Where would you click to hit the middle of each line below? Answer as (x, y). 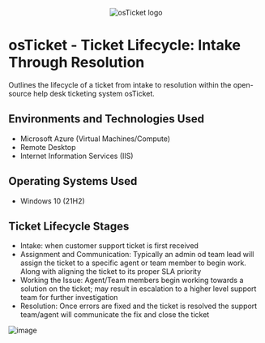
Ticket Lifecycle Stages (69, 226)
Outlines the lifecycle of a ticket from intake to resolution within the (120, 84)
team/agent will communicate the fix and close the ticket (115, 315)
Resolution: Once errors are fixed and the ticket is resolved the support (139, 306)
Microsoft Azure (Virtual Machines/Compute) (95, 139)
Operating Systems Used (73, 181)
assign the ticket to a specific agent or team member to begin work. (133, 263)
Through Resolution (77, 63)
